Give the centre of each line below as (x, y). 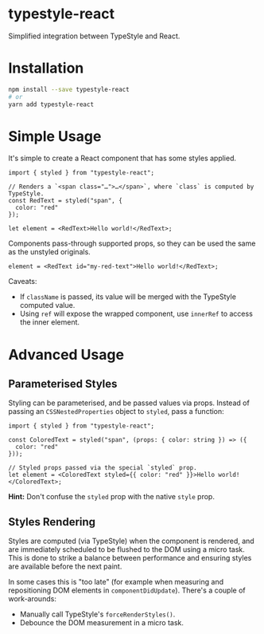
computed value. (47, 305)
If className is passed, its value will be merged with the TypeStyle (128, 297)
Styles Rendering (52, 522)
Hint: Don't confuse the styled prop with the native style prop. (111, 497)
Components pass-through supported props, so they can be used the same (132, 243)
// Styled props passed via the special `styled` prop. (103, 468)
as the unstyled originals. (50, 252)
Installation (46, 68)
